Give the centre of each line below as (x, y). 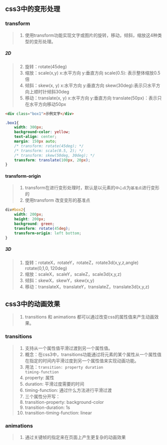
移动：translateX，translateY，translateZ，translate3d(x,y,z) (87, 286)
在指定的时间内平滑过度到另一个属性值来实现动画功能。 (82, 361)
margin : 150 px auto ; (35, 141)
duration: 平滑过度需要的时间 (54, 384)
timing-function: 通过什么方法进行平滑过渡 (68, 390)
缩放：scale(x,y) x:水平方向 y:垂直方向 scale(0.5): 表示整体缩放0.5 (93, 73)
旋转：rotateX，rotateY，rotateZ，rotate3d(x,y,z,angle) (82, 262)
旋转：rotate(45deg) (46, 66)
